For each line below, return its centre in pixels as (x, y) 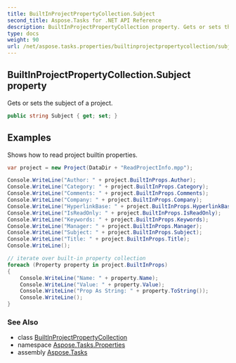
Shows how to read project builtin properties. (73, 155)
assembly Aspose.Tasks (52, 352)
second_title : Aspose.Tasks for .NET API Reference (84, 20)
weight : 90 (23, 40)
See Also (23, 322)
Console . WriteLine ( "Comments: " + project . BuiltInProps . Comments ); (108, 193)
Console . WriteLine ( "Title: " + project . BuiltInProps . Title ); (99, 239)
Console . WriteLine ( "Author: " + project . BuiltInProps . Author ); (102, 180)
